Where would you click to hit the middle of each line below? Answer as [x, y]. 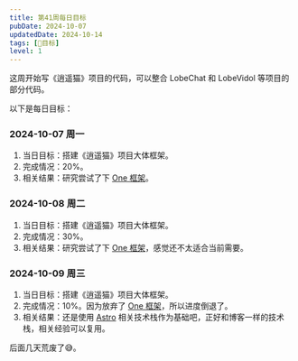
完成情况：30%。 [55, 236]
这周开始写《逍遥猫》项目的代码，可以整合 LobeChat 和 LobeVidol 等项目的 [149, 79]
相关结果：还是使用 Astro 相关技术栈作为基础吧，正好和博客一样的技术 [153, 318]
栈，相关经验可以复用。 [66, 329]
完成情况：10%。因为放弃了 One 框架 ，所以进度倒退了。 [127, 306]
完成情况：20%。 [55, 167]
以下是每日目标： [41, 108]
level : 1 [26, 51]
